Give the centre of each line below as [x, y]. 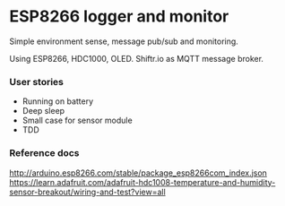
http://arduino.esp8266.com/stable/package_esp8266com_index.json [138, 173]
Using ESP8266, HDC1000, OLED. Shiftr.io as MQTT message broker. [137, 58]
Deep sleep [43, 111]
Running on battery [58, 101]
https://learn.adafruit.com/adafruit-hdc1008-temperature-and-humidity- [142, 182]
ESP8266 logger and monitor [119, 17]
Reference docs [44, 153]
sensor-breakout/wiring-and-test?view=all [87, 192]
